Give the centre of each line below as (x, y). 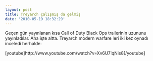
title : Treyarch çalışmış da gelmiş (43, 14)
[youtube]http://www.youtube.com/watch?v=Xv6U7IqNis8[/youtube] (75, 53)
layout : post (19, 10)
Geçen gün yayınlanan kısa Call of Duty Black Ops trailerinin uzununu (76, 33)
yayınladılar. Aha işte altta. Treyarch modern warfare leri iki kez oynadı (77, 38)
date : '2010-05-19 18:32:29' (35, 19)
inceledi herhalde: (24, 44)
